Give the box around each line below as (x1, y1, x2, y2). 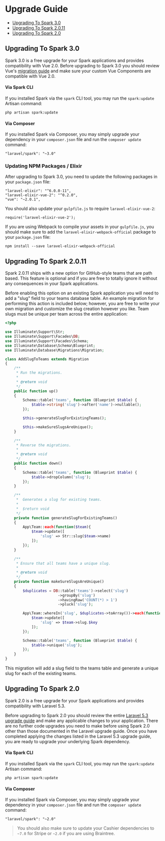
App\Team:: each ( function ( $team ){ (23, 524, 91, 529)
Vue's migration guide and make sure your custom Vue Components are (5, 68, 151, 74)
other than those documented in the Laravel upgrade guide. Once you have (5, 728, 157, 734)
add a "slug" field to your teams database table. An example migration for (5, 295, 154, 301)
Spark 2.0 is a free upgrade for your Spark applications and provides (5, 697, 144, 703)
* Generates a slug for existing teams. (16, 497, 102, 502)
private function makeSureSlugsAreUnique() (14, 579, 105, 584)
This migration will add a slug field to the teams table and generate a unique (5, 665, 159, 671)
